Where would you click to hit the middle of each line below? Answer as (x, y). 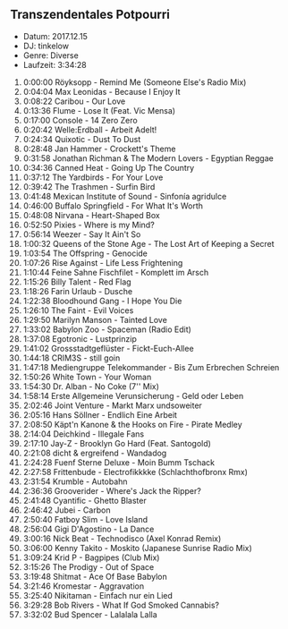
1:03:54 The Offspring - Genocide (85, 253)
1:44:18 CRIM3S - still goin (72, 358)
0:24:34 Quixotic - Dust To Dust (82, 139)
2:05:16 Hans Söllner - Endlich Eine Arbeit (100, 414)
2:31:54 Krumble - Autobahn (75, 481)
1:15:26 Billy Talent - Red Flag (77, 282)
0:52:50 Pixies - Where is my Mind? (89, 225)
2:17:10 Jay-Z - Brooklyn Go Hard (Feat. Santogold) (117, 443)
